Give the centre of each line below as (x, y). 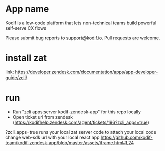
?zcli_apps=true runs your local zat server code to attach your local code (81, 132)
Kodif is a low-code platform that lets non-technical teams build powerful (81, 23)
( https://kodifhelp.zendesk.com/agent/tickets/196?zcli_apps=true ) (81, 122)
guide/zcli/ (16, 77)
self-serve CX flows (26, 28)
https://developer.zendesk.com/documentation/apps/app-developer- (87, 72)
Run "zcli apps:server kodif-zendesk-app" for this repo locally (76, 112)
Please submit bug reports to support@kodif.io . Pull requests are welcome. (83, 38)
